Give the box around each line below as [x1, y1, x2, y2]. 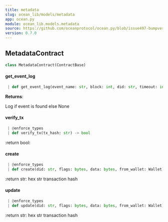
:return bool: [5, 139, 31, 145]
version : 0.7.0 [5, 31, 37, 36]
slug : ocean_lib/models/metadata [5, 12, 75, 17]
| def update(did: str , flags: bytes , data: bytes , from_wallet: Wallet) [7, 203, 164, 208]
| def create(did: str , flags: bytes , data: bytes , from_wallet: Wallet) [7, 166, 164, 172]
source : [5, 26, 21, 31]
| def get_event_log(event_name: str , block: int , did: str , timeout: [7, 84, 157, 89]
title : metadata [5, 7, 39, 13]
